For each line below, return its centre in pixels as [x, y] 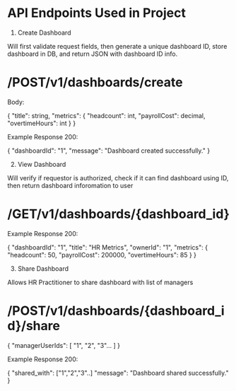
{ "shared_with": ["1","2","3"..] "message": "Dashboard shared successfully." [118, 373]
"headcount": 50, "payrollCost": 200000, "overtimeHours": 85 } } [102, 255]
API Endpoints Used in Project [96, 13]
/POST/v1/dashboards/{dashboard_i [116, 311]
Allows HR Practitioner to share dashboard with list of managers [100, 282]
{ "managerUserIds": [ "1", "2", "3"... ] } [64, 345]
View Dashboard [42, 164]
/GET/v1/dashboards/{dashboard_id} [118, 214]
